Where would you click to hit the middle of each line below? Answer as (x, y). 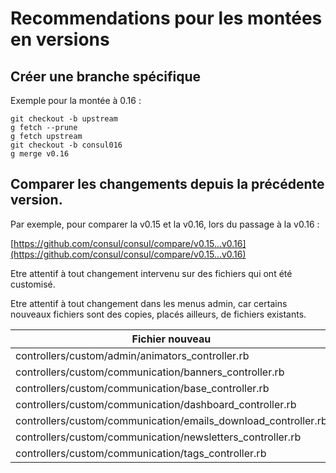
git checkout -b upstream (64, 119)
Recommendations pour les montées (166, 18)
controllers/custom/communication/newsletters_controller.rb (158, 437)
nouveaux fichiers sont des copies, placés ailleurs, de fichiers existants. (158, 314)
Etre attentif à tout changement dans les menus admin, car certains (149, 303)
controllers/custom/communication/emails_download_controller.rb (171, 420)
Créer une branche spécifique (106, 76)
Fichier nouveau (171, 339)
